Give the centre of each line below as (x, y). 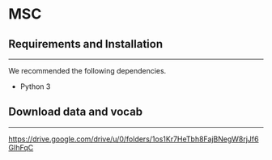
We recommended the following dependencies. (87, 71)
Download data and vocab (76, 112)
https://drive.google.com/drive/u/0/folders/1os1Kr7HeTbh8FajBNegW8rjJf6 (134, 139)
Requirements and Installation (86, 44)
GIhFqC (21, 147)
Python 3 (35, 86)
